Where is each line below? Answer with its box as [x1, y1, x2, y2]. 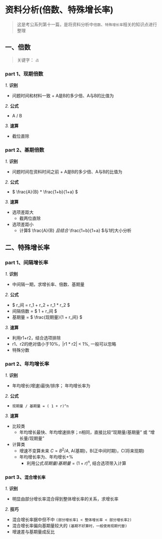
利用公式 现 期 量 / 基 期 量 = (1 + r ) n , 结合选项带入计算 [26, 459, 127, 466]
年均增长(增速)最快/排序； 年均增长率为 [12, 383, 91, 389]
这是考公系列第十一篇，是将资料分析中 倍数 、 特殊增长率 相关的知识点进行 [16, 21, 158, 27]
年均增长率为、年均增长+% [19, 454, 74, 460]
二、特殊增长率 [5, 243, 50, 251]
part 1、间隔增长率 [5, 259, 49, 266]
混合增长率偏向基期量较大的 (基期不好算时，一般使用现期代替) [12, 522, 128, 528]
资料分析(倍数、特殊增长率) [5, 4, 114, 16]
